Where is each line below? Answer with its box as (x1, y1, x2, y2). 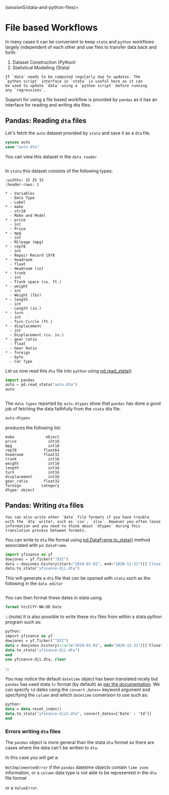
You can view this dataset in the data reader (5, 154, 97, 160)
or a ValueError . (5, 785, 39, 791)
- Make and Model (10, 213, 46, 218)
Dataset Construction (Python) (12, 59, 76, 65)
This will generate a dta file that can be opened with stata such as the (5, 575, 151, 581)
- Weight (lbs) (10, 293, 42, 298)
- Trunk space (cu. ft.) (10, 279, 62, 285)
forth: (5, 49, 17, 55)
